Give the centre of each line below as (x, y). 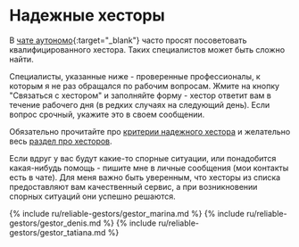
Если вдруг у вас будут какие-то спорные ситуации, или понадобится (143, 158)
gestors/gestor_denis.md (55, 223)
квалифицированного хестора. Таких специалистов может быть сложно (147, 49)
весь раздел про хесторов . (61, 141)
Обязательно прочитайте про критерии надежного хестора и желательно (150, 131)
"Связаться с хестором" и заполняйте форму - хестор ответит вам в (141, 95)
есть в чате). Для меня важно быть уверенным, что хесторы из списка (145, 177)
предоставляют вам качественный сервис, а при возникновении (133, 186)
